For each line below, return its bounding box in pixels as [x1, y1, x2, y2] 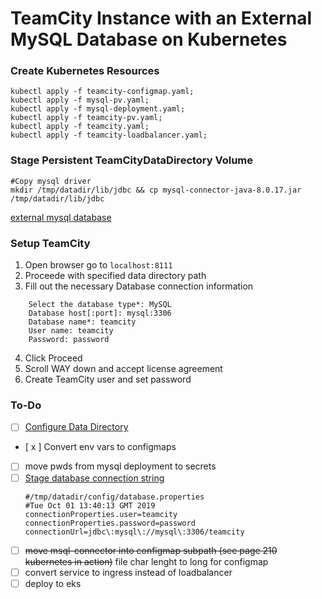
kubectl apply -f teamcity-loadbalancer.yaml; [10, 130, 208, 141]
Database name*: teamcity [28, 317, 137, 327]
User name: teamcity [28, 326, 114, 336]
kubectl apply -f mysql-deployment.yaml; [10, 104, 186, 114]
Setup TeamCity [10, 236, 91, 250]
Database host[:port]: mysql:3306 [28, 308, 172, 319]
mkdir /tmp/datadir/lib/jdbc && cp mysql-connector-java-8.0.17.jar [10, 185, 302, 195]
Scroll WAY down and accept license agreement [24, 363, 223, 375]
